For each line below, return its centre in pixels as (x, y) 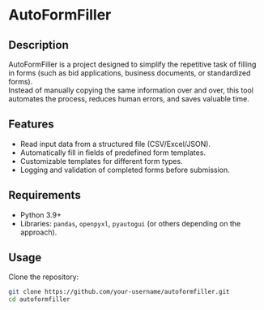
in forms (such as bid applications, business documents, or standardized (130, 73)
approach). (38, 232)
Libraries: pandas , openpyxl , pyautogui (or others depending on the (130, 223)
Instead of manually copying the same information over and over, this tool (131, 90)
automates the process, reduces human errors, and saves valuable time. (129, 99)
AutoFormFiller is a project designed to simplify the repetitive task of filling (132, 64)
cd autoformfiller (39, 299)
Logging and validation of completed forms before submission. (125, 170)
